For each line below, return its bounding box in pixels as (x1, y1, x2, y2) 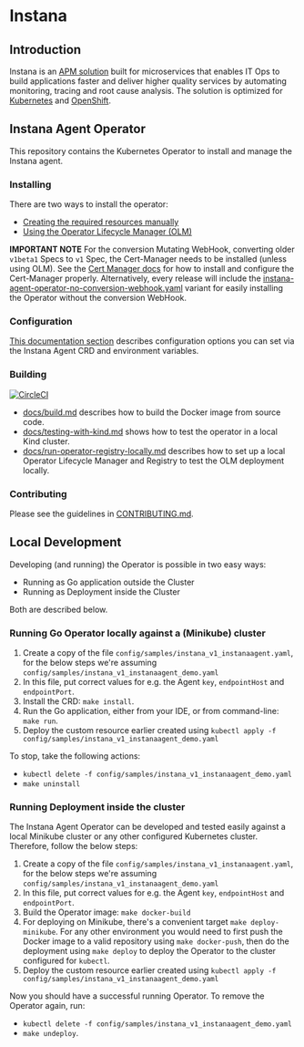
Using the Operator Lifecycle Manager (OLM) (22, 226, 193, 237)
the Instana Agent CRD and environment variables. (9, 346, 199, 357)
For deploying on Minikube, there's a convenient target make (22, 917, 248, 928)
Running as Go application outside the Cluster (22, 576, 195, 587)
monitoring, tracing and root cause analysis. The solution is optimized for (9, 86, 284, 96)
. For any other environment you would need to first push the (56, 927, 284, 938)
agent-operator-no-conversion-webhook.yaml (9, 283, 184, 294)
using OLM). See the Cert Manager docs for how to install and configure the (9, 264, 294, 275)
